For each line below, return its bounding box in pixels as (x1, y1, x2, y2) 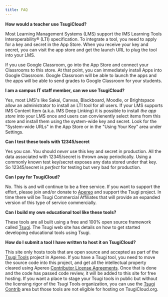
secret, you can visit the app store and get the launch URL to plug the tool (5, 46, 157, 52)
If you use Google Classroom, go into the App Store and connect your (5, 61, 149, 67)
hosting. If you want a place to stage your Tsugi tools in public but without (5, 275, 157, 281)
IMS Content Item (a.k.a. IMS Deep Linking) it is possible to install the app (5, 107, 156, 113)
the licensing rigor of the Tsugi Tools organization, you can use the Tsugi (5, 280, 155, 286)
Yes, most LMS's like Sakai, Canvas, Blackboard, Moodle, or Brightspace (5, 97, 155, 103)
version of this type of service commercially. (5, 199, 97, 205)
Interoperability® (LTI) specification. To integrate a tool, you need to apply (5, 36, 157, 42)
